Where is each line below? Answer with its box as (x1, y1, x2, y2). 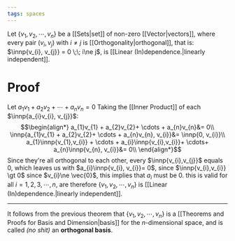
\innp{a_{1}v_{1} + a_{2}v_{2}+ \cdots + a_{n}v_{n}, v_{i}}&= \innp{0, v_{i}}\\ (9, 130, 226, 139)
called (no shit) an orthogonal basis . (7, 226, 113, 235)
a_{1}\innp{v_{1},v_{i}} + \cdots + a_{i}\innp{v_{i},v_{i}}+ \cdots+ (26, 137, 209, 146)
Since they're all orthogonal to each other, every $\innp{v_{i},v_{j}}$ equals (7, 156, 224, 165)
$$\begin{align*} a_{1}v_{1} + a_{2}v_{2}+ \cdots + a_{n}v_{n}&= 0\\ (20, 123, 215, 131)
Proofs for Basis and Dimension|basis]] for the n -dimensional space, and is (7, 219, 224, 227)
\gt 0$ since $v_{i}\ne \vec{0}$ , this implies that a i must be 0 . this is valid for (7, 171, 228, 181)
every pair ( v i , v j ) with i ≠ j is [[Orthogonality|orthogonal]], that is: (7, 39, 194, 49)
